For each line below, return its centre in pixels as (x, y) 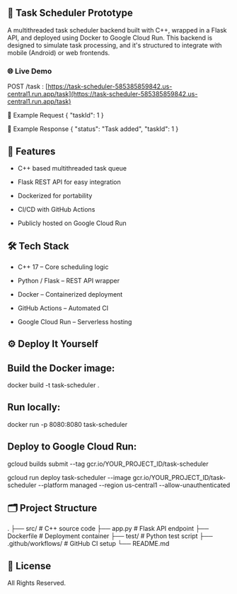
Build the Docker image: (61, 368)
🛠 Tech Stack (38, 246)
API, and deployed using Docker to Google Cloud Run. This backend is (110, 38)
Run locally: (34, 407)
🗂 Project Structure (52, 508)
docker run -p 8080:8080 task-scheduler (68, 424)
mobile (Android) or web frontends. (59, 52)
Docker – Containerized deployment (70, 294)
